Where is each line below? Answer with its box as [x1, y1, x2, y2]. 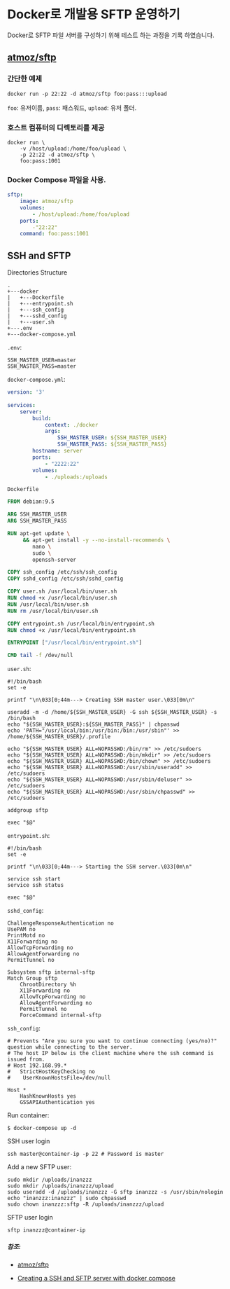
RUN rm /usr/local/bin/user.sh [7, 607, 99, 614]
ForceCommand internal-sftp [20, 1012, 101, 1019]
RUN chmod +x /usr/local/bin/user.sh [7, 595, 117, 602]
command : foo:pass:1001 [20, 230, 89, 237]
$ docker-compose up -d [7, 1125, 77, 1132]
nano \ [32, 543, 52, 550]
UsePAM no [7, 926, 36, 933]
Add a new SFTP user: [7, 1163, 72, 1171]
